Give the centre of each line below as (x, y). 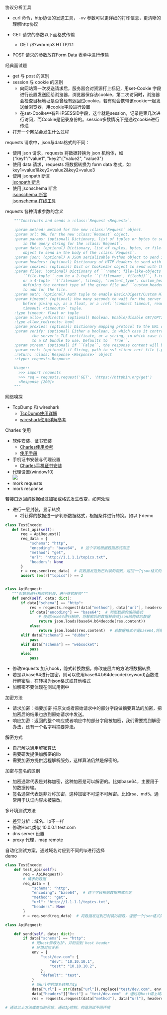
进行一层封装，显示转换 (36, 509)
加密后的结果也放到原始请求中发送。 (49, 714)
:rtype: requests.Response (42, 359)
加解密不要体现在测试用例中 (41, 687)
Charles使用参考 (37, 447)
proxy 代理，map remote (38, 840)
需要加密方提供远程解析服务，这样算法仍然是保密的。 (67, 760)
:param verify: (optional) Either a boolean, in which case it (81, 331)
